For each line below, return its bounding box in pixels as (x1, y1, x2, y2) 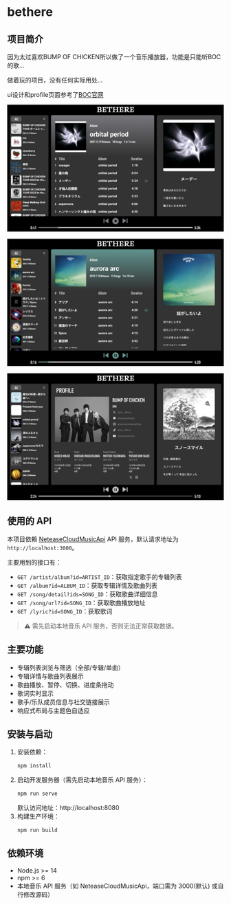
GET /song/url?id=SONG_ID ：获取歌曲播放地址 (16, 598, 146, 607)
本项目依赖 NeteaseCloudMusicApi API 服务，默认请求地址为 (7, 534, 179, 543)
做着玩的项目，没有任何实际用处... (7, 76, 103, 84)
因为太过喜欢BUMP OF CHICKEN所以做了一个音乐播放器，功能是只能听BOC (7, 53, 221, 61)
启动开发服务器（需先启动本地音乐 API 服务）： (16, 776, 148, 784)
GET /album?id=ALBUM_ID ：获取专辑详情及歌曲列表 (16, 581, 158, 589)
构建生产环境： (16, 812, 60, 820)
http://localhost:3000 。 (7, 543, 78, 552)
